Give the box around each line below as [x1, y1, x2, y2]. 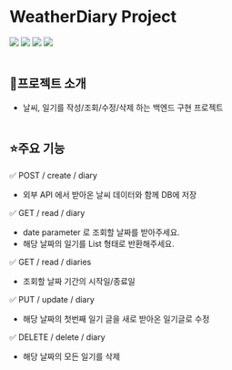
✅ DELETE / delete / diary [9, 331, 106, 343]
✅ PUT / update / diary [9, 293, 96, 304]
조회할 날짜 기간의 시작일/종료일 [22, 275, 136, 286]
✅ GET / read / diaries [9, 256, 92, 267]
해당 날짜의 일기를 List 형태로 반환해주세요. [22, 238, 175, 249]
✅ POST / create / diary [9, 170, 98, 180]
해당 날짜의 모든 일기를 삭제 [22, 351, 121, 362]
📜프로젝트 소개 [9, 76, 86, 92]
